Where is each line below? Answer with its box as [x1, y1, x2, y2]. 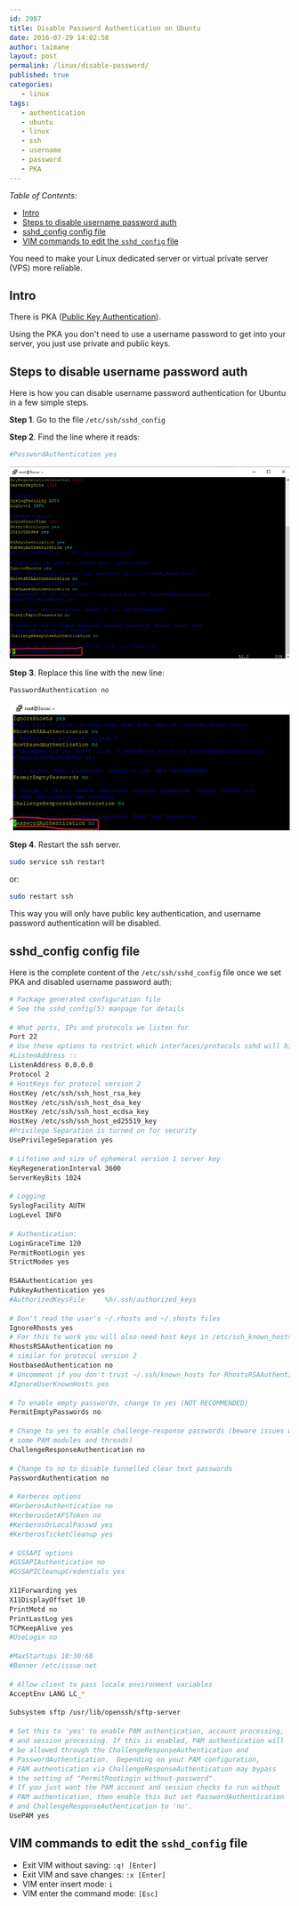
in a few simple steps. [9, 397, 89, 408]
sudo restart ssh [9, 892, 74, 901]
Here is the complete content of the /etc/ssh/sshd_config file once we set [9, 966, 282, 978]
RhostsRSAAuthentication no [9, 1342, 114, 1352]
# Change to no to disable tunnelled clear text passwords [9, 1464, 233, 1473]
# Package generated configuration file [9, 995, 162, 1004]
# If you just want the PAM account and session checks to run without [9, 1783, 280, 1792]
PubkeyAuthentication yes [9, 1286, 105, 1295]
